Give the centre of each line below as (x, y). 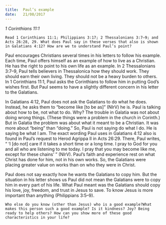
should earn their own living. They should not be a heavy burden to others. (81, 76)
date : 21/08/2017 (25, 14)
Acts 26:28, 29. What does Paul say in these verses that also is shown (82, 42)
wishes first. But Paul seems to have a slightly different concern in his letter (82, 87)
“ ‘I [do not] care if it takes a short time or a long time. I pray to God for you (81, 143)
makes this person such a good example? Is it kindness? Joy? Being (77, 209)
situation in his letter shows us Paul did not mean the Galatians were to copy (83, 180)
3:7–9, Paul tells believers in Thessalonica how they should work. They (77, 71)
